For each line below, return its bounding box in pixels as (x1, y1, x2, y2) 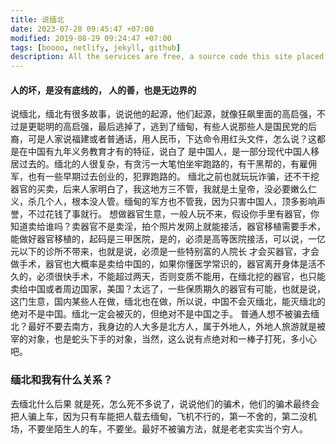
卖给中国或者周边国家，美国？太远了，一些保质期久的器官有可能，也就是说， (10, 283, 326, 295)
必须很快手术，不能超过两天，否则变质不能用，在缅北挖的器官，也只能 (36, 271, 326, 283)
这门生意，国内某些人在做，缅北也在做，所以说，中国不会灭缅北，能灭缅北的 (10, 296, 326, 308)
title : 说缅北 (10, 14, 65, 25)
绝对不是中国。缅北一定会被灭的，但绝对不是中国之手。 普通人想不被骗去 (10, 308, 311, 320)
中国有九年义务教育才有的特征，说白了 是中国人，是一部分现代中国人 (27, 146, 311, 158)
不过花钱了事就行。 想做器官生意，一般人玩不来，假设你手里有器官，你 (27, 208, 320, 220)
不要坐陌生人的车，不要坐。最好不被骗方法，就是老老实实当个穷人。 (27, 422, 308, 435)
